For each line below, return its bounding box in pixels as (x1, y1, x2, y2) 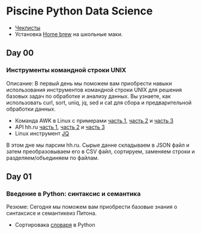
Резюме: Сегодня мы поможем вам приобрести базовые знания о (6, 203, 178, 211)
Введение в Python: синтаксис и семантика (6, 189, 141, 198)
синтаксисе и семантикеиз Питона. (6, 209, 97, 217)
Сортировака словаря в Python (14, 221, 96, 229)
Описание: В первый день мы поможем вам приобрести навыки (6, 79, 172, 87)
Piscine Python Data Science (6, 4, 153, 18)
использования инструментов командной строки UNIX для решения (6, 86, 182, 93)
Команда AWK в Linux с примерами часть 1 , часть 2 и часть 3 (14, 117, 174, 124)
